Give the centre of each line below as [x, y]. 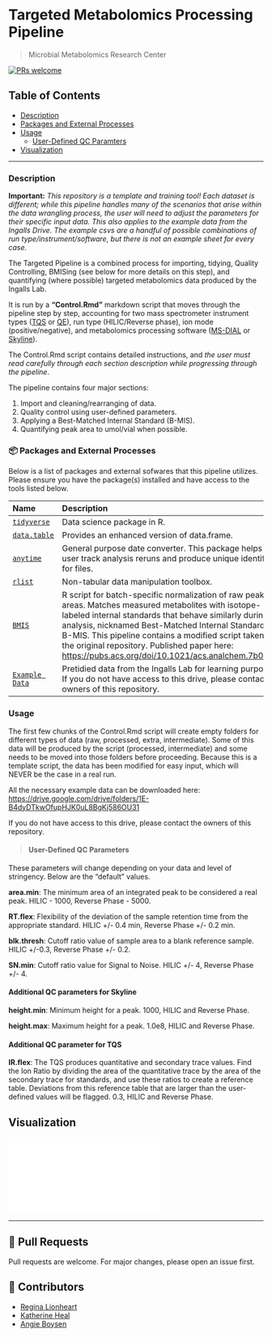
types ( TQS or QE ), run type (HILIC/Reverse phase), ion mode [111, 322]
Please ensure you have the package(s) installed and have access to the [129, 480]
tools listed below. [38, 488]
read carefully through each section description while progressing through [133, 364]
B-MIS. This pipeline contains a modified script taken [163, 636]
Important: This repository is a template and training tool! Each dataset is [132, 196]
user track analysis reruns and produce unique [151, 559]
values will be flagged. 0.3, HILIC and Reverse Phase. [125, 1097]
